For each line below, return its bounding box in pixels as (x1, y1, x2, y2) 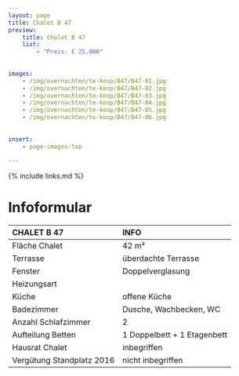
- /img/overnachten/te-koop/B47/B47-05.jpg (22, 107, 167, 114)
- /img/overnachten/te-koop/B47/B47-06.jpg (22, 114, 167, 121)
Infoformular (8, 199, 92, 216)
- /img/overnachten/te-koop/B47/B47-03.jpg (22, 92, 167, 99)
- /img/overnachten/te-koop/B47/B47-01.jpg (22, 77, 167, 85)
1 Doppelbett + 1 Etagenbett (122, 330, 228, 341)
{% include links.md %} (8, 172, 85, 181)
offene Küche (122, 291, 172, 302)
